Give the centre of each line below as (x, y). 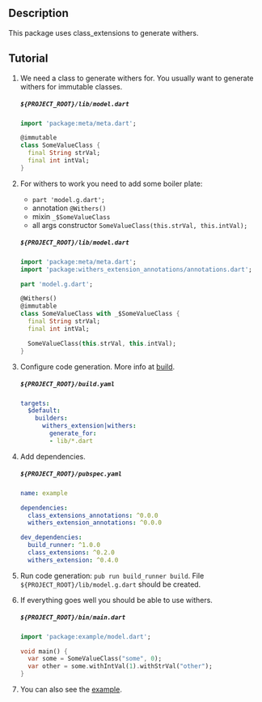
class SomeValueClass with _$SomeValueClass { (100, 314)
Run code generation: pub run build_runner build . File (112, 575)
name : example (44, 493)
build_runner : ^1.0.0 (64, 545)
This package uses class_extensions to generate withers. (104, 32)
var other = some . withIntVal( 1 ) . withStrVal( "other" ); (120, 666)
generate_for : (73, 433)
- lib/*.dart (71, 441)
